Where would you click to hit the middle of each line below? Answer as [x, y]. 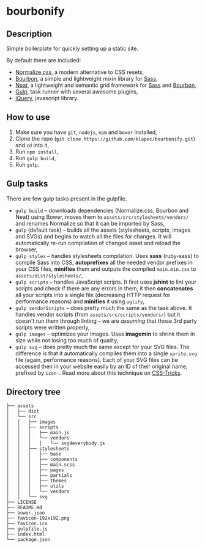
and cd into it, [32, 145]
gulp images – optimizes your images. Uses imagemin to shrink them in [105, 334]
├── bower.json [26, 513]
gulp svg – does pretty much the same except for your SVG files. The [102, 347]
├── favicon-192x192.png [38, 518]
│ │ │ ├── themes [37, 481]
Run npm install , [37, 152]
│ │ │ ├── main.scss [41, 465]
